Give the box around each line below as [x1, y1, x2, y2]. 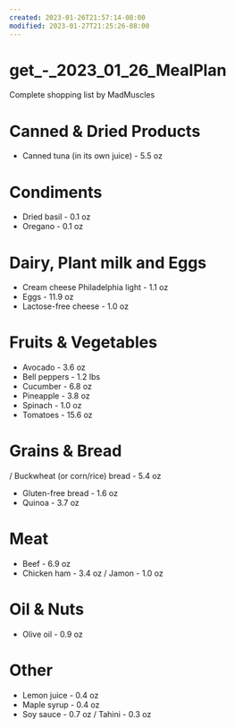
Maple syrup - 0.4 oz [21, 699, 100, 710]
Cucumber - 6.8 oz [21, 381, 92, 392]
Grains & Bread [9, 441, 122, 461]
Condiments [9, 182, 103, 202]
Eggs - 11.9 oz [21, 292, 74, 303]
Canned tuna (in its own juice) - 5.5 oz [21, 150, 164, 161]
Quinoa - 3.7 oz [21, 498, 80, 509]
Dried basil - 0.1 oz [21, 211, 91, 222]
